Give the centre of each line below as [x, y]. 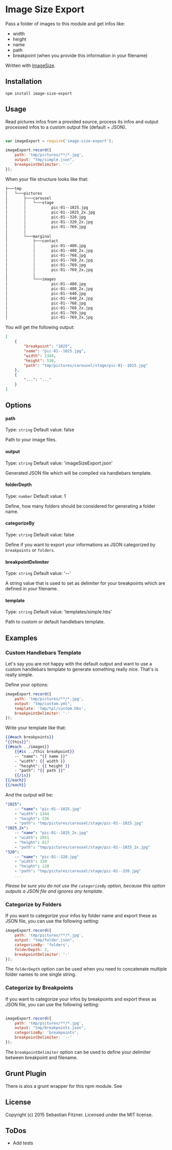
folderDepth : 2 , [32, 950]
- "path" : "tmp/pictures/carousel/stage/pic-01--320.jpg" [78, 871]
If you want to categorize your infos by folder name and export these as [81, 916]
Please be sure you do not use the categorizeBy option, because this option [85, 885]
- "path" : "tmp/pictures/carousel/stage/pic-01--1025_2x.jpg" [82, 847]
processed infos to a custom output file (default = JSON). [66, 127]
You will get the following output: [40, 327]
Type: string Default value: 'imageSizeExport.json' [59, 463]
